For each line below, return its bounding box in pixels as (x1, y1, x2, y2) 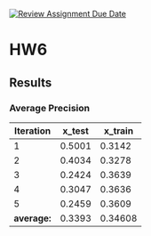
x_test (61, 125, 89, 137)
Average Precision (9, 102, 91, 114)
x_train (103, 125, 134, 137)
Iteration (13, 125, 52, 137)
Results (9, 75, 52, 90)
